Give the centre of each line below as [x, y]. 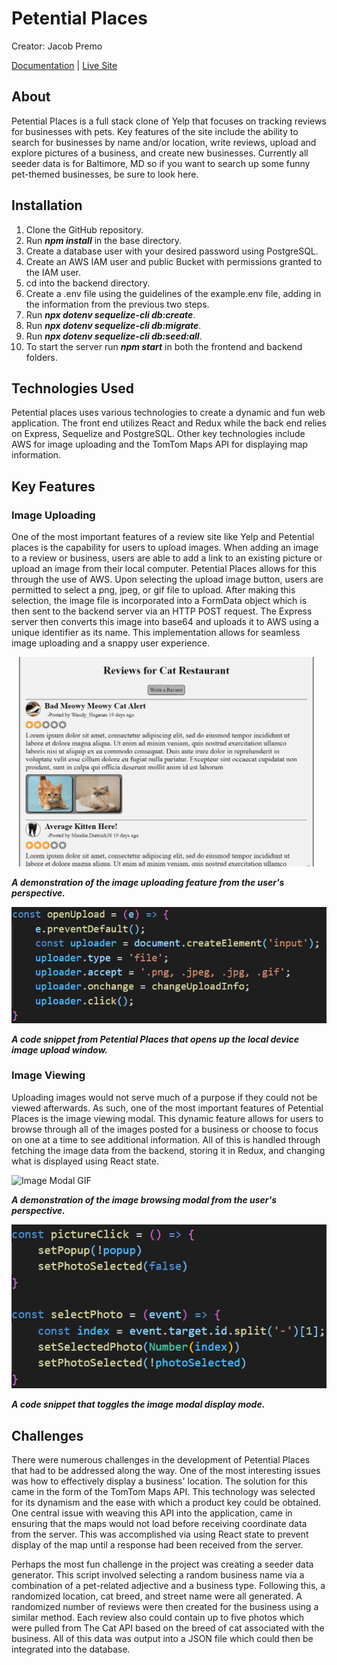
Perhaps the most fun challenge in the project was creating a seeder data [162, 1564]
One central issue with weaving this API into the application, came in [152, 1513]
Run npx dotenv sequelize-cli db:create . [110, 314]
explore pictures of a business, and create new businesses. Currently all [160, 153]
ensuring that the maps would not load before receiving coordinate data [159, 1524]
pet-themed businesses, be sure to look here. [105, 174]
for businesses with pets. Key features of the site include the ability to [155, 131]
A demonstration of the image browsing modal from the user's [144, 1199]
